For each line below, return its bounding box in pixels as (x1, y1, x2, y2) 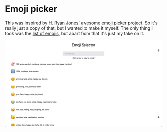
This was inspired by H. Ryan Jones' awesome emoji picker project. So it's (5, 20, 158, 26)
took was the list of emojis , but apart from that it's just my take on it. (5, 30, 145, 36)
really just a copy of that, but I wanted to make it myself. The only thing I (5, 25, 153, 31)
